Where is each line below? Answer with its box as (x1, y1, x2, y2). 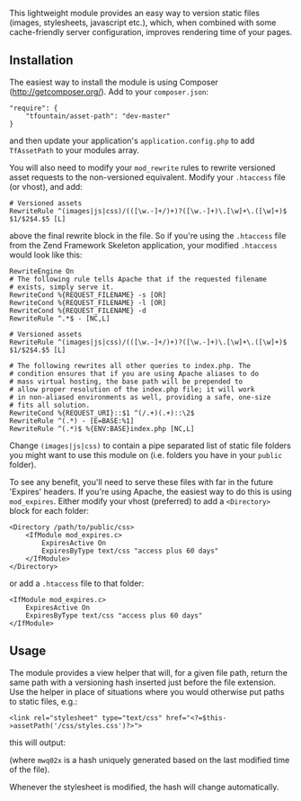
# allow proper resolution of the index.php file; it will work (9, 384, 255, 394)
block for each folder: (9, 505, 90, 516)
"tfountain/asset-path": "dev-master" (25, 112, 171, 121)
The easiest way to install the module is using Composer (9, 76, 218, 87)
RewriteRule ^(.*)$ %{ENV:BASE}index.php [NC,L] (9, 424, 195, 433)
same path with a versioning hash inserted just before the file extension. (9, 677, 277, 688)
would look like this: (9, 249, 83, 260)
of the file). (9, 764, 50, 775)
